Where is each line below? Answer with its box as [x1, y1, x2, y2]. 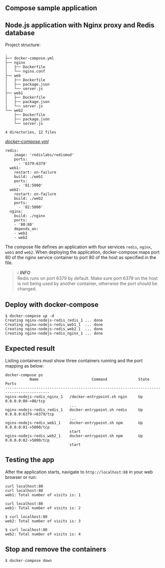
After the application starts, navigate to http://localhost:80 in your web [5, 469, 153, 474]
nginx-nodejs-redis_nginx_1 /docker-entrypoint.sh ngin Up [5, 394, 143, 399]
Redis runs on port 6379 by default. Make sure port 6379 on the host [17, 276, 158, 282]
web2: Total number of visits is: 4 [5, 532, 81, 537]
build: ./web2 [14, 196, 43, 201]
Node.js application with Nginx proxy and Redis [5, 21, 155, 29]
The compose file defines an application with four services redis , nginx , [5, 244, 152, 250]
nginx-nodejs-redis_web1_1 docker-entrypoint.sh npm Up [5, 420, 143, 425]
